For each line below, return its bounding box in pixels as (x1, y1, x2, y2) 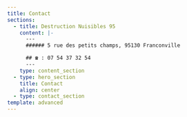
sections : (7, 17, 36, 23)
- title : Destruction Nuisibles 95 (13, 23, 116, 30)
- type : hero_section (13, 74, 76, 81)
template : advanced (7, 99, 63, 107)
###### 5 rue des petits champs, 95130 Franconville (25, 42, 181, 49)
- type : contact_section (13, 93, 85, 100)
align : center (19, 87, 60, 94)
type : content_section (19, 67, 85, 74)
